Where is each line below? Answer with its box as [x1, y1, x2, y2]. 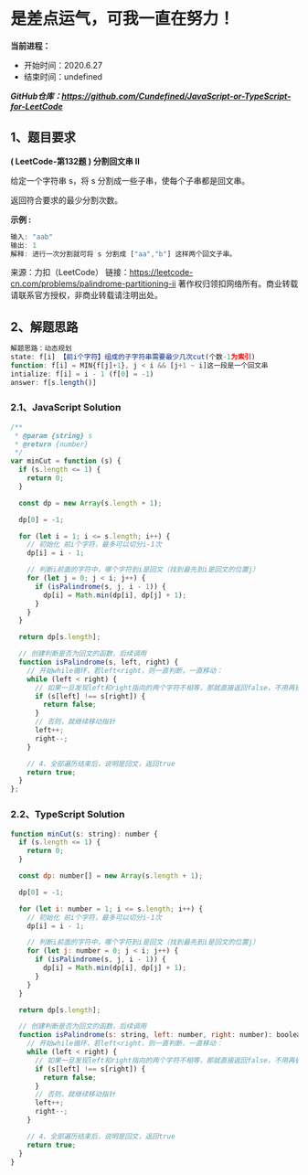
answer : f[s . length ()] [10, 378, 97, 387]
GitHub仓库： [10, 91, 62, 101]
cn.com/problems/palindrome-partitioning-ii [10, 278, 176, 289]
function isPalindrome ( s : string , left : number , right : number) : [18, 1031, 273, 1040]
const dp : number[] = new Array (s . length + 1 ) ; [18, 871, 204, 881]
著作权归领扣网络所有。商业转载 [177, 278, 299, 289]
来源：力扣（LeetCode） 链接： [10, 267, 131, 278]
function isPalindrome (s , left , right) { [18, 657, 179, 668]
